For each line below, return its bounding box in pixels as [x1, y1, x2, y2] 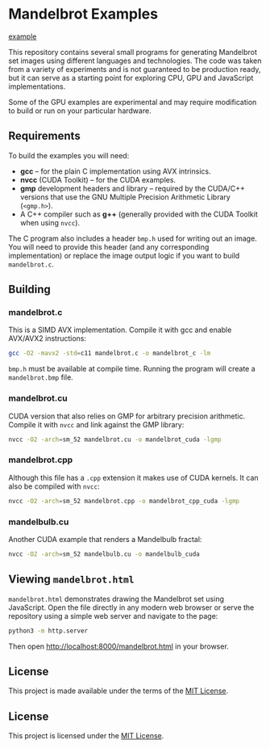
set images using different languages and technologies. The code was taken [8, 56, 262, 65]
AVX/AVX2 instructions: [8, 334, 87, 343]
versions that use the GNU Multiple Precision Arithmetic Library [19, 191, 231, 202]
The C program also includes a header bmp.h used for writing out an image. [8, 233, 258, 243]
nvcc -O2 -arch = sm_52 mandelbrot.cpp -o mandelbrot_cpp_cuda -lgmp [8, 497, 240, 505]
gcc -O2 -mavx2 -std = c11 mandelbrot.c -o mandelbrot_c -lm [8, 349, 211, 358]
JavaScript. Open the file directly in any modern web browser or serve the [8, 603, 255, 612]
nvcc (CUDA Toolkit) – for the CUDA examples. [19, 174, 176, 184]
